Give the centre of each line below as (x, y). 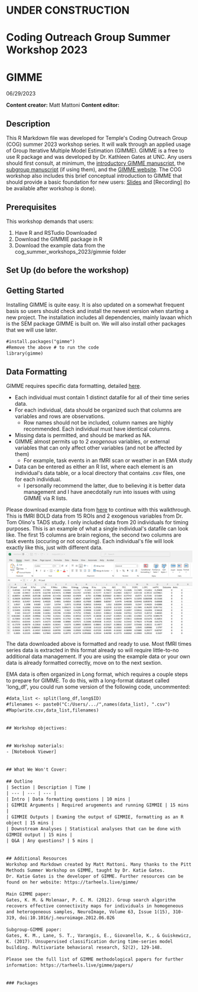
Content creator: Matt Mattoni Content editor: (63, 105)
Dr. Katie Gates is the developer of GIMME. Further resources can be (95, 876)
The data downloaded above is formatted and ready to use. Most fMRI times (99, 643)
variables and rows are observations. (60, 416)
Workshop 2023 (47, 50)
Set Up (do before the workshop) (67, 270)
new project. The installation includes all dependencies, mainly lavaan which (99, 317)
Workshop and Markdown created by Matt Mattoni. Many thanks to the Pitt (99, 864)
